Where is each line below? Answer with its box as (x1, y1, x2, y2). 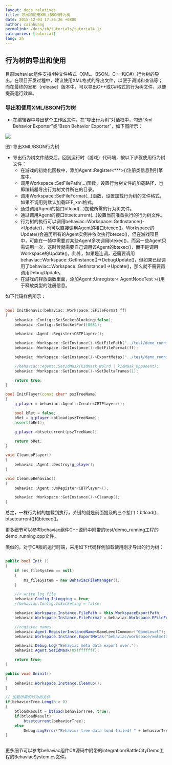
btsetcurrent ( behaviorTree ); (24, 718, 86, 724)
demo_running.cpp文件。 (5, 533, 59, 539)
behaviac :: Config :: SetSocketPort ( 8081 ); (14, 322, 102, 327)
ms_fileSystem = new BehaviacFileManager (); (24, 578, 120, 583)
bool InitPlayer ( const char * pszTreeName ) (5, 392, 97, 397)
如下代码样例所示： (5, 293, 46, 299)
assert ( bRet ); (14, 420, 45, 425)
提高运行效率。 (5, 90, 37, 96)
